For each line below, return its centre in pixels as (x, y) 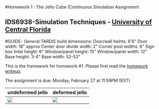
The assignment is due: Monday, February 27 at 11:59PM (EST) (68, 80)
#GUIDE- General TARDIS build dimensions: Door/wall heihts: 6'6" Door (76, 41)
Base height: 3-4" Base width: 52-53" (43, 56)
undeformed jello (28, 92)
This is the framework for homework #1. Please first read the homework (77, 66)
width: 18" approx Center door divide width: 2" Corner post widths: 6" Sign (80, 46)
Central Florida (28, 30)
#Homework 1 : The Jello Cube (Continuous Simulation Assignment (72, 7)
